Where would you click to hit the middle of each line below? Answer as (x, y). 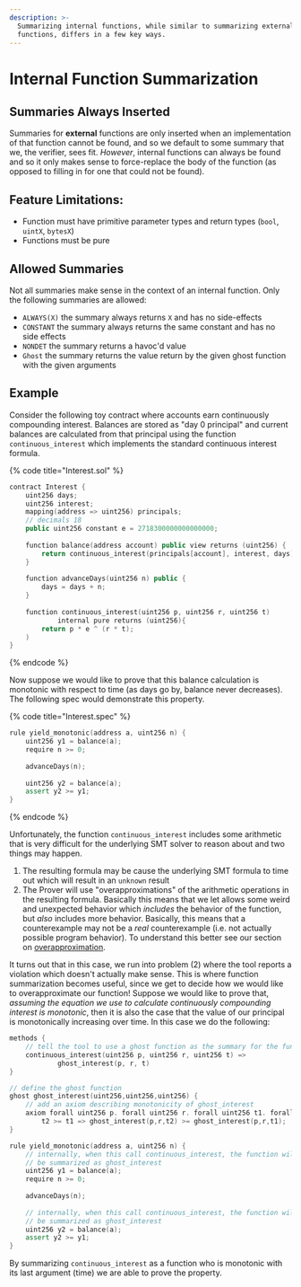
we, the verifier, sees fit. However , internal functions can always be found (145, 153)
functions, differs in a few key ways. (92, 34)
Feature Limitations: (66, 200)
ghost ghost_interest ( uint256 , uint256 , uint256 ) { (104, 1097)
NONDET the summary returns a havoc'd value (104, 346)
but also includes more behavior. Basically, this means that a (134, 919)
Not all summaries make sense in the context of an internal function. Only (145, 290)
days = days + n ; (73, 587)
